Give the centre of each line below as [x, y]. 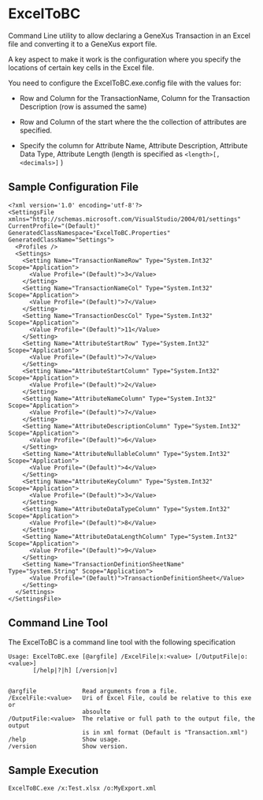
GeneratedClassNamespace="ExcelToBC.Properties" [89, 233]
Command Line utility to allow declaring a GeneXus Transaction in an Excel [129, 36]
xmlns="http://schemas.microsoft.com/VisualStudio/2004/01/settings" [125, 219]
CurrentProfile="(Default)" [54, 226]
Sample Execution [54, 770]
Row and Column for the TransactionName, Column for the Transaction [135, 98]
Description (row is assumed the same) [83, 107]
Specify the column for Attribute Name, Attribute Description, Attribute [133, 145]
